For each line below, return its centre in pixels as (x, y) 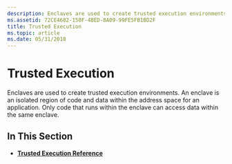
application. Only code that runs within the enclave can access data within (113, 107)
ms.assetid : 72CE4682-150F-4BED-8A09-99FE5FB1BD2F (81, 20)
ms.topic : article (33, 33)
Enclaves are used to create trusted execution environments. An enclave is (113, 93)
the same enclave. (33, 115)
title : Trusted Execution (44, 26)
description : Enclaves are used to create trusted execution (97, 13)
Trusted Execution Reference (60, 153)
